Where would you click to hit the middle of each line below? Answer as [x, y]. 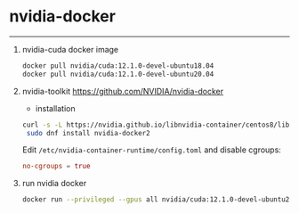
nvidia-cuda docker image [70, 49]
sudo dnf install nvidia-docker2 [88, 133]
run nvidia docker [54, 184]
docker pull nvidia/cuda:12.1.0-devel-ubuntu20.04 [118, 74]
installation [55, 108]
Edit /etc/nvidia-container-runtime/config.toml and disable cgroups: [152, 150]
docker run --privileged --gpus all [90, 200]
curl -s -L [42, 125]
